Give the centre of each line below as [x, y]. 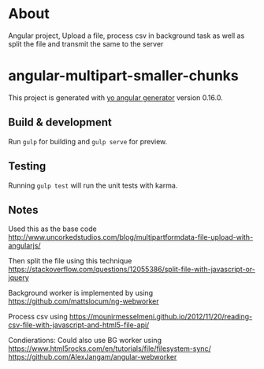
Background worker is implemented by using [81, 293]
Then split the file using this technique [70, 261]
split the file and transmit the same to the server [86, 43]
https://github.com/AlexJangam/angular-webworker [93, 357]
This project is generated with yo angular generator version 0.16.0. [115, 97]
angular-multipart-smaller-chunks [123, 76]
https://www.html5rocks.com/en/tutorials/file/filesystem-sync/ [110, 348]
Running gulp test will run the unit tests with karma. [93, 185]
